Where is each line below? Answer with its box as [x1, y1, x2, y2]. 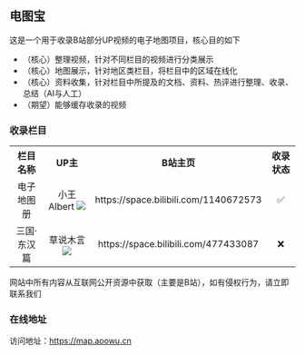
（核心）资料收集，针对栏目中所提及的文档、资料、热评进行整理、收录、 [22, 76, 293, 87]
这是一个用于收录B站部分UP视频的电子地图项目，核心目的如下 [9, 35, 241, 45]
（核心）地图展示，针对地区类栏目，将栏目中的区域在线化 [22, 64, 238, 75]
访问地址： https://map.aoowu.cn [9, 335, 132, 347]
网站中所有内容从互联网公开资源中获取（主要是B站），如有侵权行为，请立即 [9, 277, 290, 288]
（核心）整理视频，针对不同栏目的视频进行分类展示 [22, 54, 214, 64]
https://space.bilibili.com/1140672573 [94, 193, 262, 206]
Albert [48, 201, 75, 213]
